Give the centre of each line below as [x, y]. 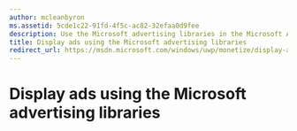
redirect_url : [35, 50]
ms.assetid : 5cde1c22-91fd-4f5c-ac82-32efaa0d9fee [104, 26]
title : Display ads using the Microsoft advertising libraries [128, 42]
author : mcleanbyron [47, 17]
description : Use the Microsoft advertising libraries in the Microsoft [146, 34]
